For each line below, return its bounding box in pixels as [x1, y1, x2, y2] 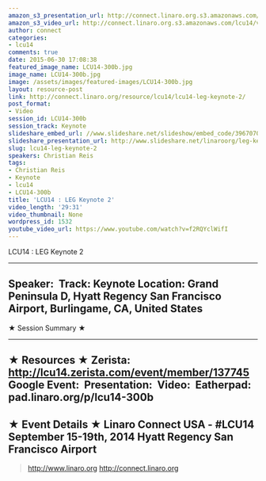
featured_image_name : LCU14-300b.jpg [8, 63, 133, 71]
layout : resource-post [8, 85, 83, 94]
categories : [8, 33, 47, 42]
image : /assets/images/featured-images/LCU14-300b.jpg [8, 78, 193, 86]
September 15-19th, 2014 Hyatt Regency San [8, 429, 234, 444]
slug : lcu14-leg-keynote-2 [8, 144, 97, 152]
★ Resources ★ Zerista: [8, 353, 131, 367]
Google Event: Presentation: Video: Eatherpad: [8, 378, 252, 392]
